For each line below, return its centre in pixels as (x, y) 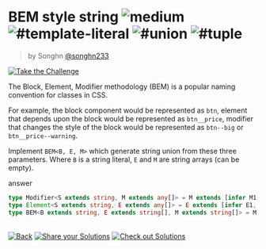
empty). (21, 167)
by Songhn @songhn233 (68, 56)
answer (21, 183)
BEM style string (63, 17)
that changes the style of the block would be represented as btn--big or (126, 127)
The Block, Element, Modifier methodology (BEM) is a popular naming (122, 86)
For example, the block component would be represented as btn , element (128, 110)
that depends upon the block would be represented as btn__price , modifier (131, 118)
